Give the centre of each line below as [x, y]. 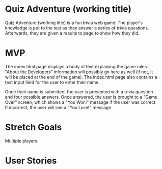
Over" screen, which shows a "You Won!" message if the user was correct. [81, 102]
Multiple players [21, 141]
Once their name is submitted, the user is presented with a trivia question [79, 91]
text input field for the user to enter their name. [52, 82]
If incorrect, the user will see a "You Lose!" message [58, 107]
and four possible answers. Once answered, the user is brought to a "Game [81, 97]
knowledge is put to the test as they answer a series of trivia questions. [77, 28]
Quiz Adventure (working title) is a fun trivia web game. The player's [74, 23]
